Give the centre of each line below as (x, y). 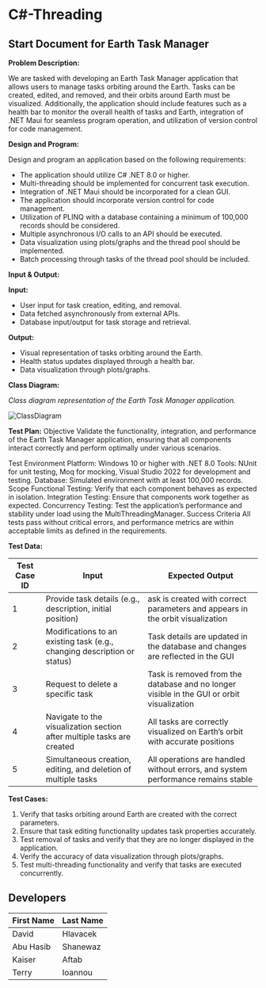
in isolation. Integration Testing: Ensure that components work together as (129, 497)
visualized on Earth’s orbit (196, 731)
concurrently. (42, 873)
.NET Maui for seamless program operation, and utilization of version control (133, 120)
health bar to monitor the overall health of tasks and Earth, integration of (126, 112)
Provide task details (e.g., (93, 599)
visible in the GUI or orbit (194, 694)
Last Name (83, 920)
